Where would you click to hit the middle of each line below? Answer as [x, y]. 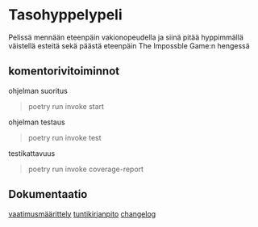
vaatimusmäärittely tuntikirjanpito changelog [82, 214]
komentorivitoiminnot [64, 71]
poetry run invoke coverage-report [85, 169]
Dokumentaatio [48, 194]
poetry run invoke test [65, 137]
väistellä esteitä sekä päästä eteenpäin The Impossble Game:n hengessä [129, 45]
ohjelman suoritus [38, 90]
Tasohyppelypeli [65, 15]
